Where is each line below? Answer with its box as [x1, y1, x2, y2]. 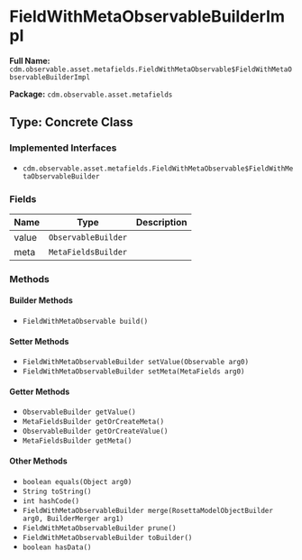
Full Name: [9, 55, 50, 66]
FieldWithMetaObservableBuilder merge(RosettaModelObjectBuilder [22, 506, 273, 515]
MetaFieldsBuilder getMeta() [22, 436, 133, 445]
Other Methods [9, 455, 68, 466]
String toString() [22, 487, 92, 496]
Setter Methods [9, 335, 69, 346]
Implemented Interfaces [9, 142, 117, 154]
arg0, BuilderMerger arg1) [22, 514, 124, 523]
